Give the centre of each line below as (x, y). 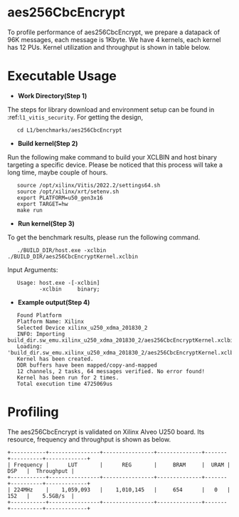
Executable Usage (62, 76)
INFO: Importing (41, 334)
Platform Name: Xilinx (50, 321)
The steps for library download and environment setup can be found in (111, 109)
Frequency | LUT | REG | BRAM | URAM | (122, 465)
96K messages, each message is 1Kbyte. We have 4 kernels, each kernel (114, 39)
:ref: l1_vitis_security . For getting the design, (75, 117)
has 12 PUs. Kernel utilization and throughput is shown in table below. (109, 47)
